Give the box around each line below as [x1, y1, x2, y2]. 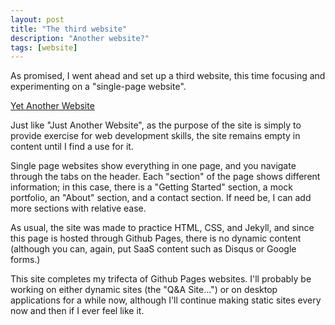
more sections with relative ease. [10, 202, 147, 215]
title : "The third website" [10, 24, 128, 34]
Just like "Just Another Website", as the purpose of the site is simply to [10, 119, 302, 131]
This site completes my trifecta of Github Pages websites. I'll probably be [10, 273, 312, 285]
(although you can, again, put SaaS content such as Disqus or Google [10, 243, 297, 255]
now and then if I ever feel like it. [10, 305, 145, 317]
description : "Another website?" [10, 33, 150, 43]
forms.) [10, 254, 41, 266]
